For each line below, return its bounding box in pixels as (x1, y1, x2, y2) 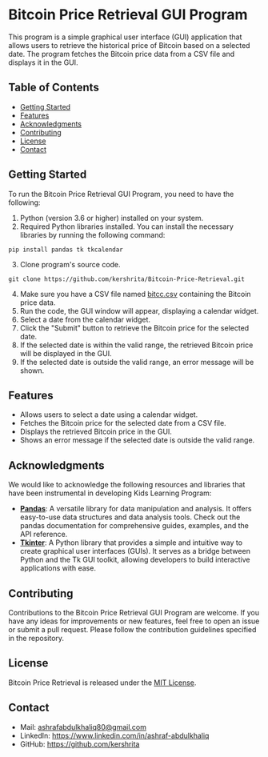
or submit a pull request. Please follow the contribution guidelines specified (8, 625, 257, 634)
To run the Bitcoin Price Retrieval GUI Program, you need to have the (8, 189, 234, 198)
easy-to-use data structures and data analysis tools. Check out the (19, 512, 241, 522)
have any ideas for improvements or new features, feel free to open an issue (8, 616, 260, 626)
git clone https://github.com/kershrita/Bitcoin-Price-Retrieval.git (8, 274, 246, 283)
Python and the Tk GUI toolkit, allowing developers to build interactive (19, 555, 250, 565)
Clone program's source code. (19, 259, 122, 269)
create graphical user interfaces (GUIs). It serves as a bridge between (19, 547, 250, 556)
